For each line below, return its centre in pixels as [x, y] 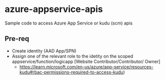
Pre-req [17, 39]
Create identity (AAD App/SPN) [44, 50]
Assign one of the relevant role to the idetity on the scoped [72, 56]
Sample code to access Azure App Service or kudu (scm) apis [69, 23]
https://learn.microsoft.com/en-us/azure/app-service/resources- [86, 66]
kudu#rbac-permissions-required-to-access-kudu [71, 72]
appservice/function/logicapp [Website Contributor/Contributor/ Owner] [86, 61]
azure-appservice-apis [54, 9]
